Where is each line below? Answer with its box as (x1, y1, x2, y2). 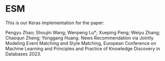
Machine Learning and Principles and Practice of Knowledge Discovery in (5, 45, 160, 51)
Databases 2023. (5, 51, 42, 57)
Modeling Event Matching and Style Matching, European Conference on (5, 40, 157, 46)
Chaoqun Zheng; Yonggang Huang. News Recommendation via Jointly (5, 35, 154, 41)
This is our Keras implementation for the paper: (5, 20, 105, 26)
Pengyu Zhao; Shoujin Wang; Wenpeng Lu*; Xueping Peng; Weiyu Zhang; (5, 29, 160, 35)
